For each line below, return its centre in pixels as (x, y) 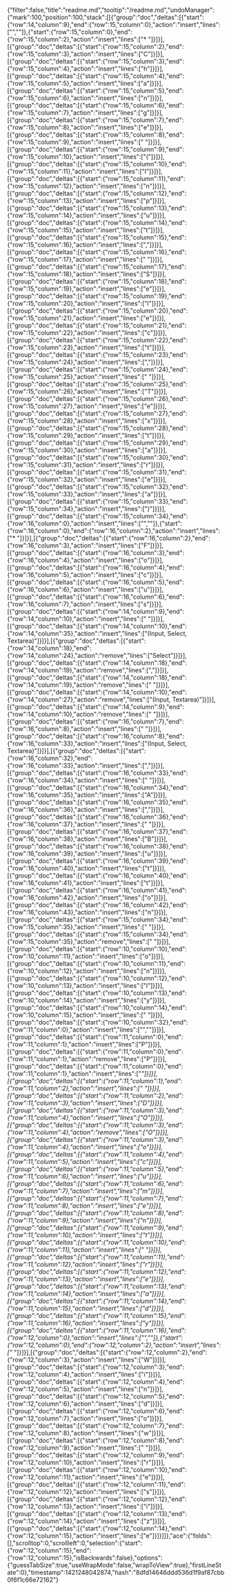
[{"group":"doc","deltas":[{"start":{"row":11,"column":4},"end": (96, 1154)
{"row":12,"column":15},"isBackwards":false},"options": (85, 1558)
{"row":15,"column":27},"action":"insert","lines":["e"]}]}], (87, 406)
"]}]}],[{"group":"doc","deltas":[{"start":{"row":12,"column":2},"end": (111, 1352)
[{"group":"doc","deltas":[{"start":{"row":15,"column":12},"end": (97, 193)
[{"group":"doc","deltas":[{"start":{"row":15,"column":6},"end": (96, 105)
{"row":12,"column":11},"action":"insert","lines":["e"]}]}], (86, 1477)
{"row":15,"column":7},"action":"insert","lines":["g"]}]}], (85, 113)
